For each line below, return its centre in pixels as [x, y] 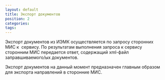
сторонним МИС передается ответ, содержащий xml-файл [67, 53]
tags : [11, 28]
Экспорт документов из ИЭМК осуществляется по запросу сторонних [79, 42]
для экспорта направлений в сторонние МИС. [54, 72]
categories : [17, 23]
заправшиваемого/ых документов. [42, 57]
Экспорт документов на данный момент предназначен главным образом [82, 67]
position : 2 [17, 19]
